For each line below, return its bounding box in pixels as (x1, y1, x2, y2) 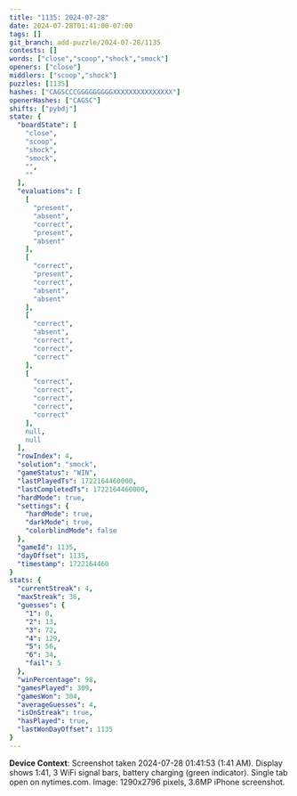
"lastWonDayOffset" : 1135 (17, 725, 114, 735)
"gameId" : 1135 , (17, 542, 77, 552)
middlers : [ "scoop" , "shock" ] (9, 71, 117, 80)
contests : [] (9, 46, 58, 55)
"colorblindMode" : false (25, 526, 117, 535)
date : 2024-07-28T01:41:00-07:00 (9, 21, 133, 30)
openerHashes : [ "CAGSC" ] (9, 95, 101, 105)
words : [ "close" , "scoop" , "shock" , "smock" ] (9, 54, 169, 63)
